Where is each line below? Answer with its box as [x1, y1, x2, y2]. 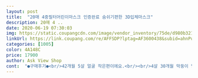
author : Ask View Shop [6, 57, 62, 63]
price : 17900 [6, 52, 38, 58]
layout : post [6, 8, 38, 15]
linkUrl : [6, 36, 28, 42]
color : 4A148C [6, 47, 41, 53]
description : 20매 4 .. [6, 19, 64, 25]
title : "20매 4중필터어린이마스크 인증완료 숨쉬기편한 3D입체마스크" [6, 14, 153, 20]
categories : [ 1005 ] [6, 42, 54, 48]
